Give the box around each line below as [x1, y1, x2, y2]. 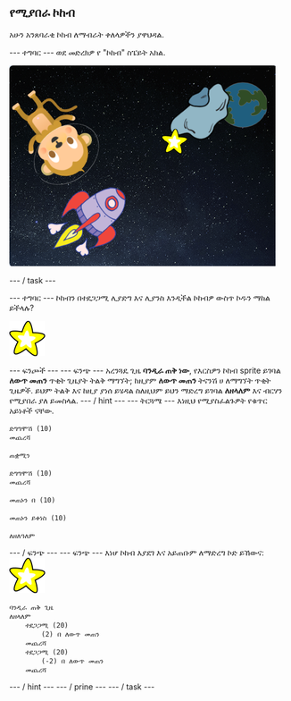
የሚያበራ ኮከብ [9, 5, 76, 21]
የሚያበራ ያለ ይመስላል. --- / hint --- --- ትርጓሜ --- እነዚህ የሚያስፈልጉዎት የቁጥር [9, 395, 268, 406]
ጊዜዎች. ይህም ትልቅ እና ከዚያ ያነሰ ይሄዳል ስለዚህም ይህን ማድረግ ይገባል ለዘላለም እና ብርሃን [9, 384, 283, 395]
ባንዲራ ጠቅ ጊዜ [9, 603, 54, 612]
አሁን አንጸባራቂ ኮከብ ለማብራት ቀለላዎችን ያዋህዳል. [9, 29, 165, 39]
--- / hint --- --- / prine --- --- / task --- [9, 681, 155, 692]
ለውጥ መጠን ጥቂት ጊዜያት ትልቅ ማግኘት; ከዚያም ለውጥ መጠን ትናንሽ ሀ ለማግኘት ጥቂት [9, 375, 271, 385]
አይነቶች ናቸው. [9, 405, 54, 416]
